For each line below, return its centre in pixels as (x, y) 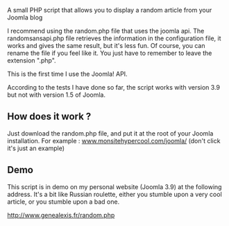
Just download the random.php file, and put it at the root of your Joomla (110, 133)
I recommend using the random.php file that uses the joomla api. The (106, 31)
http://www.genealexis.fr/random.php (61, 215)
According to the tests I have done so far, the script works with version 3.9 (114, 87)
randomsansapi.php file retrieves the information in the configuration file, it (114, 38)
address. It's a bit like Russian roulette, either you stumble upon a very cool (114, 194)
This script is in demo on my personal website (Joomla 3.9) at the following (114, 186)
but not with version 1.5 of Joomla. (57, 95)
